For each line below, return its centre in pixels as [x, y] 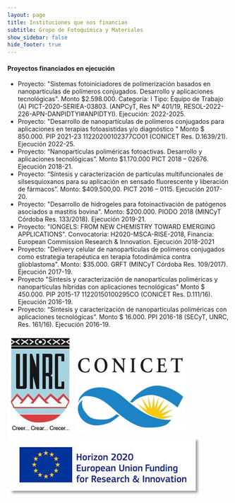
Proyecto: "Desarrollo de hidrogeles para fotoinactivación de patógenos [122, 204]
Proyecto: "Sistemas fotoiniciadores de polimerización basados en [114, 84]
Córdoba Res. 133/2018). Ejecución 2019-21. [82, 219]
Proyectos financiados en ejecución [61, 68]
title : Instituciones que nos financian [68, 22]
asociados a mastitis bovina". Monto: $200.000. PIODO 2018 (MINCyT [119, 212]
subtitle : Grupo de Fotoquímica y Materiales [75, 30]
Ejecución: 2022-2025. [152, 114]
